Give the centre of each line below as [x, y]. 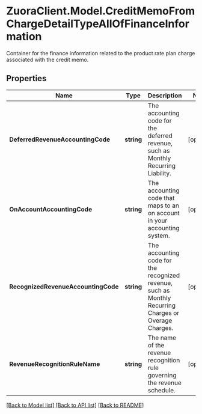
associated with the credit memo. [47, 59]
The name [162, 338]
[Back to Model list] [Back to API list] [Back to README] [75, 405]
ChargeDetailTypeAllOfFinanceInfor [98, 24]
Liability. [159, 173]
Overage [160, 320]
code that [161, 198]
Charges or [164, 312]
